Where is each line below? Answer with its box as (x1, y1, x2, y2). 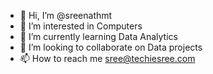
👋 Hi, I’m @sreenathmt (19, 10, 113, 21)
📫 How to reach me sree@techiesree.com (19, 53, 196, 64)
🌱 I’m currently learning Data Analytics (19, 31, 178, 42)
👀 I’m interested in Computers (19, 20, 143, 32)
